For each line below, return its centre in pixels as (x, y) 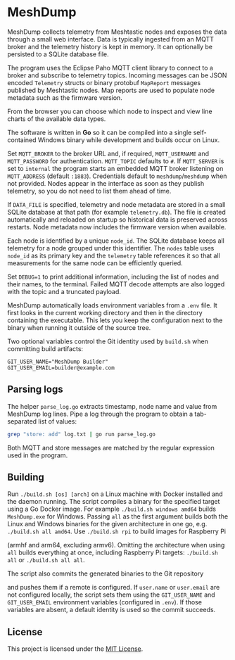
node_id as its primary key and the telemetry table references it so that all (114, 255)
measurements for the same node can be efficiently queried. (95, 263)
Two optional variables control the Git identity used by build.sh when (108, 341)
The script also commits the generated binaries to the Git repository (106, 573)
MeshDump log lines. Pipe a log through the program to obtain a (100, 414)
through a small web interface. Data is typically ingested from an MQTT (111, 39)
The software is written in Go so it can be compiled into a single (100, 132)
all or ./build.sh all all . (46, 560)
